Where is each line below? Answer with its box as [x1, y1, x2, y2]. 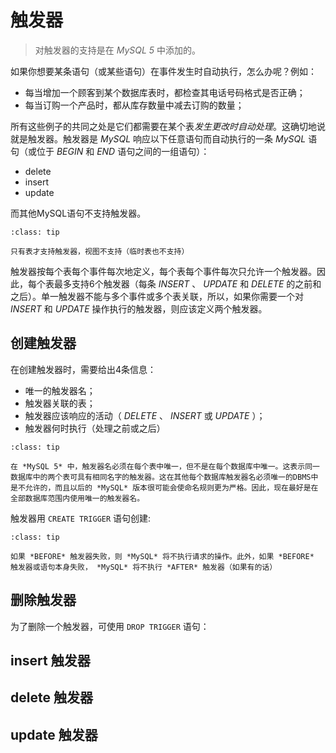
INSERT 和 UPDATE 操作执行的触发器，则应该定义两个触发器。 [10, 302, 268, 315]
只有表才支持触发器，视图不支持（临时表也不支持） [10, 246, 190, 256]
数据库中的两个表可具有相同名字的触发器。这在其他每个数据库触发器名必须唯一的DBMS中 [10, 472, 319, 482]
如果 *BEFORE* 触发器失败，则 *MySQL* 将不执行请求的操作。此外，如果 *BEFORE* [10, 551, 315, 561]
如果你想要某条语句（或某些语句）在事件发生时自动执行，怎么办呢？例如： [10, 65, 317, 77]
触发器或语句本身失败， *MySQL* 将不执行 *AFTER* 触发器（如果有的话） [10, 562, 278, 572]
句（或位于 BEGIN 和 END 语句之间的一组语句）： [10, 145, 210, 157]
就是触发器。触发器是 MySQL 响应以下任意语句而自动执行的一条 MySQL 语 [10, 132, 318, 145]
